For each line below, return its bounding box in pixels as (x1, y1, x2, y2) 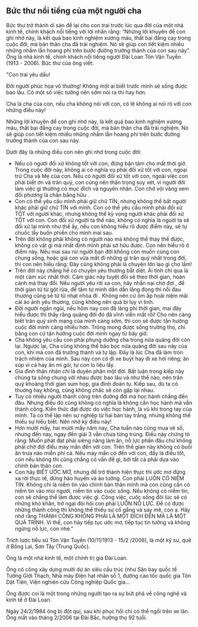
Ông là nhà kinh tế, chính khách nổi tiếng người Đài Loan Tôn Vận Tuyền (6, 53, 181, 60)
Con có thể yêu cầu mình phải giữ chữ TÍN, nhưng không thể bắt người (14, 197, 187, 204)
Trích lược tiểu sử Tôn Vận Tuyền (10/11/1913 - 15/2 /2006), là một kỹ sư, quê (6, 536, 191, 543)
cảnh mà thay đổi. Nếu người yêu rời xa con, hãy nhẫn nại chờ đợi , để (14, 279, 185, 286)
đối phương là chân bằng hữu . (14, 191, 90, 199)
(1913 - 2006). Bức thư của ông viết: (6, 59, 94, 66)
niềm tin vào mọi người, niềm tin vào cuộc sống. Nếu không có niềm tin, (14, 487, 189, 494)
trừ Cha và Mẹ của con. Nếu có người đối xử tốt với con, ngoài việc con (14, 172, 189, 180)
